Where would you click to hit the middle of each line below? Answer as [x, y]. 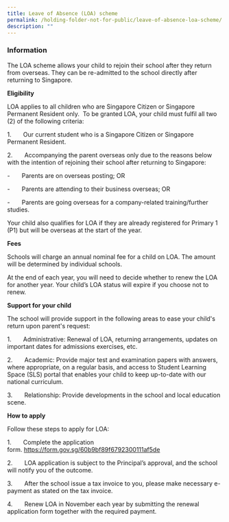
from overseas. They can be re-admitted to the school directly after [102, 72]
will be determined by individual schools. [64, 264]
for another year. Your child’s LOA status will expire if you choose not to [108, 284]
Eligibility [21, 93]
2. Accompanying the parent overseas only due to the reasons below [110, 155]
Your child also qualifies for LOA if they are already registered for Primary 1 [112, 223]
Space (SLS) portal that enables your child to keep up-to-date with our [107, 374]
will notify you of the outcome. [50, 470]
